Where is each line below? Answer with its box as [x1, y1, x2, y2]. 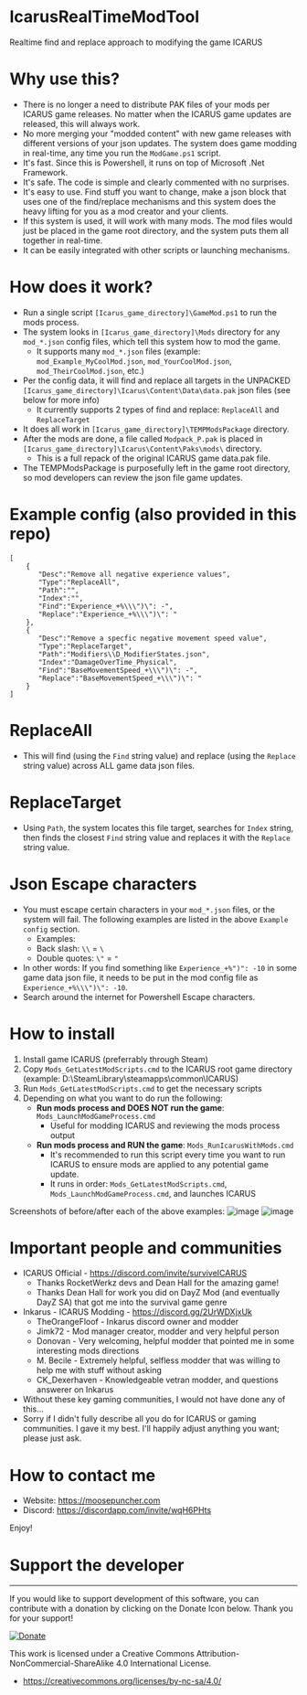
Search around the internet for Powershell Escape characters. [22, 991, 256, 1002]
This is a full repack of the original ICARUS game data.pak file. [36, 453, 271, 464]
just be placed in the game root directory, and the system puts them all [22, 225, 290, 236]
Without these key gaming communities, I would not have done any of [22, 1394, 286, 1405]
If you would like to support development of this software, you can [9, 1594, 259, 1604]
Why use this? [9, 69, 121, 90]
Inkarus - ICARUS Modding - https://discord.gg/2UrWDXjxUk [22, 1306, 253, 1317]
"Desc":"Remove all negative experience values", [37, 570, 231, 579]
